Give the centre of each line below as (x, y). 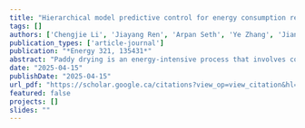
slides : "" (30, 110)
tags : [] (26, 26)
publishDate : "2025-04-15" (60, 77)
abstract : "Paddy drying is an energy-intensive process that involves (148, 59)
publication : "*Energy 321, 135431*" (81, 51)
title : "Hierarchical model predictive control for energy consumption (148, 18)
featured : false (40, 93)
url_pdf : (26, 85)
